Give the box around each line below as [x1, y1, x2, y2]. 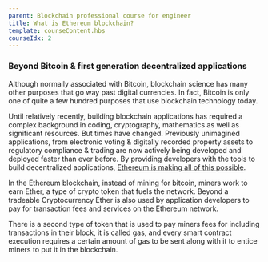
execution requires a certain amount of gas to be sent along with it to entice [8, 236, 258, 245]
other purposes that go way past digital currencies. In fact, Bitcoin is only [8, 87, 250, 97]
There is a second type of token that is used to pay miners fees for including [8, 219, 260, 228]
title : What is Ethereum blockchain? [8, 19, 134, 27]
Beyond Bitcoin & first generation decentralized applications [8, 61, 248, 72]
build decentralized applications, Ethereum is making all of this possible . [8, 162, 246, 172]
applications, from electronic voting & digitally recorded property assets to [8, 137, 254, 147]
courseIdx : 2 [8, 34, 52, 42]
